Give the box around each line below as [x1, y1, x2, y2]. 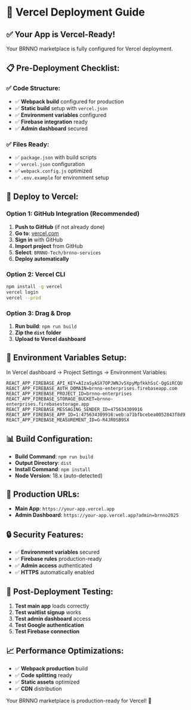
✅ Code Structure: [6, 84, 61, 92]
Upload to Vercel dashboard [14, 335, 86, 342]
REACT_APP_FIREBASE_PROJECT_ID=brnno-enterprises [6, 391, 133, 397]
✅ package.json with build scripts [14, 153, 97, 161]
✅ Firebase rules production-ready [14, 555, 102, 563]
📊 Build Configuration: [6, 434, 93, 444]
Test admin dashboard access [14, 615, 91, 622]
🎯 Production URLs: [6, 489, 80, 499]
